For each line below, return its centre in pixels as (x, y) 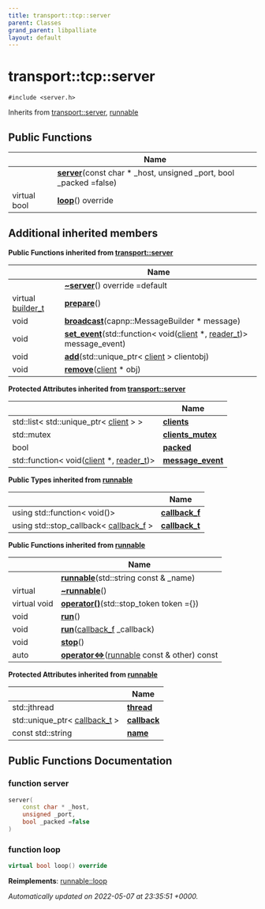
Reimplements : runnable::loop (58, 881)
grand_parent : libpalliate (52, 30)
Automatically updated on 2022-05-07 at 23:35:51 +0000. (103, 896)
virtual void (33, 603)
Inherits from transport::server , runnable (73, 112)
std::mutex (32, 434)
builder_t (28, 307)
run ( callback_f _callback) (108, 629)
